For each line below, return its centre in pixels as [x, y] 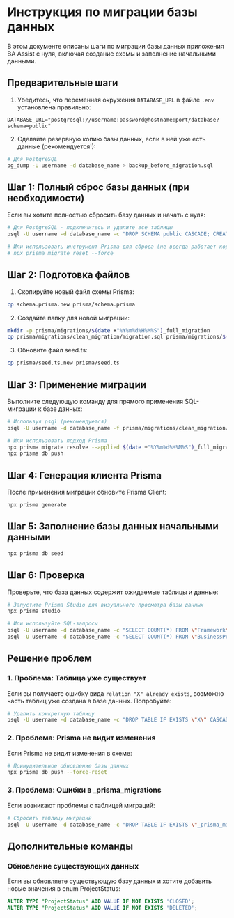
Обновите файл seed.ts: [53, 350]
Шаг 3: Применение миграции [77, 385]
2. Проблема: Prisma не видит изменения [81, 738]
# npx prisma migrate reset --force [60, 253]
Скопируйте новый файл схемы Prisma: [76, 291]
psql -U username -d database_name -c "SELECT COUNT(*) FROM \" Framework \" [119, 630]
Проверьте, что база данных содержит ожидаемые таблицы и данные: [113, 592]
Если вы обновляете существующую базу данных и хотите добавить [110, 881]
